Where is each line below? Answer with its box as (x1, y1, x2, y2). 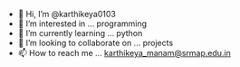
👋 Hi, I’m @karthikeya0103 (17, 9, 116, 19)
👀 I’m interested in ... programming (17, 18, 148, 29)
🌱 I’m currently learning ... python (17, 28, 143, 38)
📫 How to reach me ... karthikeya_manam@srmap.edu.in (17, 48, 231, 58)
